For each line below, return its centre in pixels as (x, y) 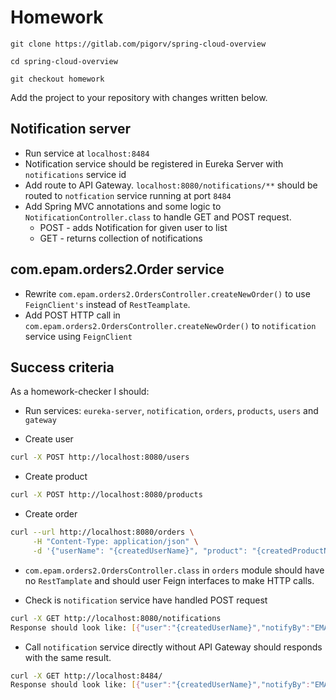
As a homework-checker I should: (80, 392)
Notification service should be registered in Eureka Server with (154, 163)
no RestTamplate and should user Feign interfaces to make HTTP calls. (169, 580)
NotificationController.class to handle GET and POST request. (158, 217)
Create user (49, 439)
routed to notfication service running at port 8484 (128, 195)
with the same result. (68, 657)
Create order (51, 514)
